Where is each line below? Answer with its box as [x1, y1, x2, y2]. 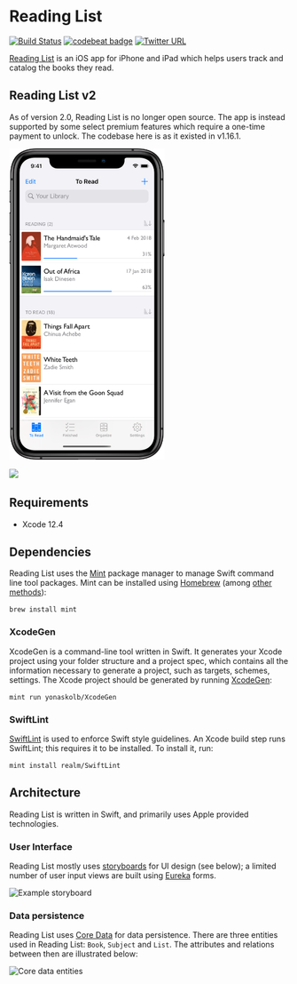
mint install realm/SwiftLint [9, 761, 121, 770]
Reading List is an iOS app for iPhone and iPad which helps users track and [9, 52, 284, 63]
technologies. [9, 818, 59, 828]
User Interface [9, 840, 73, 852]
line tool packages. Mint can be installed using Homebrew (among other [9, 578, 272, 588]
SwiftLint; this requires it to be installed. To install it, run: [9, 742, 214, 753]
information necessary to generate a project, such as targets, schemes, [9, 665, 270, 676]
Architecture [9, 785, 82, 801]
